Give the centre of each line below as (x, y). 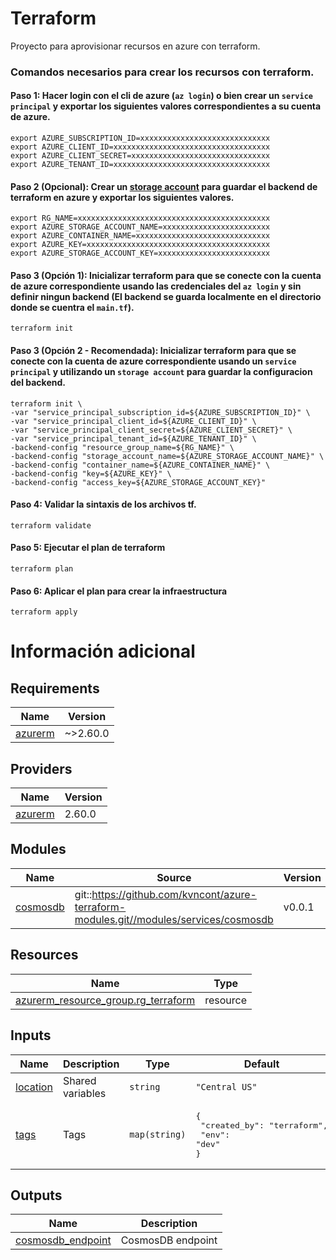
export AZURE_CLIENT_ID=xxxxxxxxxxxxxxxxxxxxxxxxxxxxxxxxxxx (140, 147)
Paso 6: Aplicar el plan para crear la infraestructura (119, 591)
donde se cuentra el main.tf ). (72, 307)
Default (261, 1064)
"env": (215, 1134)
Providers (41, 768)
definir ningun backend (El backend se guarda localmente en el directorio (166, 296)
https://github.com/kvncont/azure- (174, 894)
